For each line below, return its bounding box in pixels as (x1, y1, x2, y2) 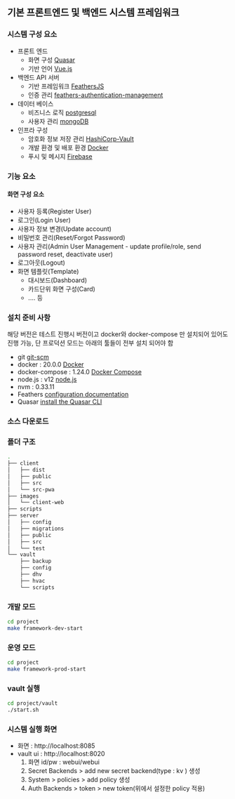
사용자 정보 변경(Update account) (17, 224, 112, 233)
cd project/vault (7, 700, 58, 707)
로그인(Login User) (17, 216, 72, 224)
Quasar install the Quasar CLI (17, 397, 102, 406)
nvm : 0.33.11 (17, 383, 55, 391)
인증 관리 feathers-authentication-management (27, 91, 163, 99)
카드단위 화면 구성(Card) (27, 284, 96, 293)
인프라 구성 (17, 126, 48, 134)
